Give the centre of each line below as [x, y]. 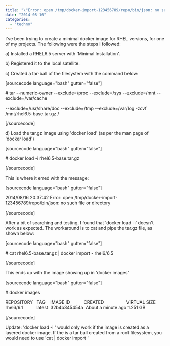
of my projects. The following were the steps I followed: [63, 44]
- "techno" [21, 24]
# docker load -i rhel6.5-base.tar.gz [42, 158]
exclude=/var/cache [26, 98]
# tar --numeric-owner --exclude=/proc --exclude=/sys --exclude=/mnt [80, 93]
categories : [18, 19]
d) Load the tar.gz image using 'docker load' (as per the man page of [77, 133]
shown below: [20, 233]
